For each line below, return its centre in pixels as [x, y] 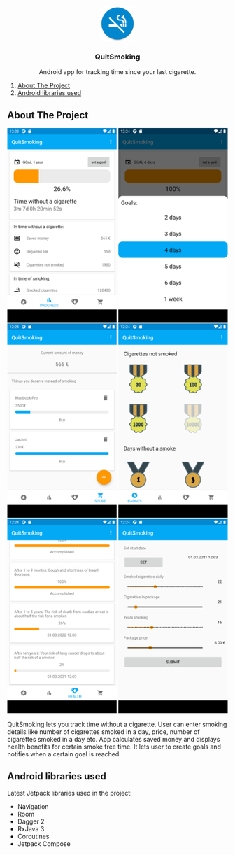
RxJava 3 [31, 828]
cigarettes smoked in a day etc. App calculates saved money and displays [114, 740]
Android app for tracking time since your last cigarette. [117, 72]
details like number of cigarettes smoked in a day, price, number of [104, 732]
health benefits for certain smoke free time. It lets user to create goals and [114, 747]
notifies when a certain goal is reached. [64, 754]
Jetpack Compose [44, 843]
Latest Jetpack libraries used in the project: [70, 793]
